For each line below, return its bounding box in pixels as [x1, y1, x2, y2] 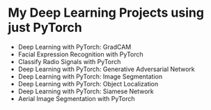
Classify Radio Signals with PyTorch [17, 57, 121, 65]
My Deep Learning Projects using [8, 5, 205, 21]
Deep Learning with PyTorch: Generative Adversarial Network [17, 65, 196, 73]
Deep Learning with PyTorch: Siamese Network [17, 87, 154, 95]
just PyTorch [8, 19, 82, 36]
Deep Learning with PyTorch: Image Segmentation [17, 72, 163, 81]
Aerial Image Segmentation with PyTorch [17, 94, 135, 102]
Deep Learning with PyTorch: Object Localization [17, 79, 159, 88]
